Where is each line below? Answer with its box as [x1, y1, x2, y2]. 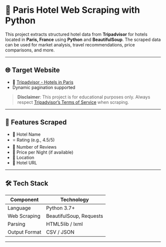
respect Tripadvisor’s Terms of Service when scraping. [17, 99, 129, 105]
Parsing [7, 221, 26, 228]
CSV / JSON [46, 229, 75, 236]
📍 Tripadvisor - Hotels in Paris [12, 79, 74, 85]
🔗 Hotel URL [12, 160, 37, 165]
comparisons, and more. [5, 47, 55, 53]
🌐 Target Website [5, 66, 60, 75]
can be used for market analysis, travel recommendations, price [5, 41, 135, 47]
